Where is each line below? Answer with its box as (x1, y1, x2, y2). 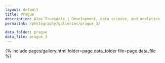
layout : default (5, 7, 39, 12)
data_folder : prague (5, 30, 48, 35)
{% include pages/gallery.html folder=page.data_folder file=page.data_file (5, 48, 156, 54)
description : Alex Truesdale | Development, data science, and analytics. (5, 16, 163, 21)
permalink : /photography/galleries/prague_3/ (5, 21, 100, 26)
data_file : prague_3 (5, 34, 48, 39)
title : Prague (5, 12, 35, 17)
